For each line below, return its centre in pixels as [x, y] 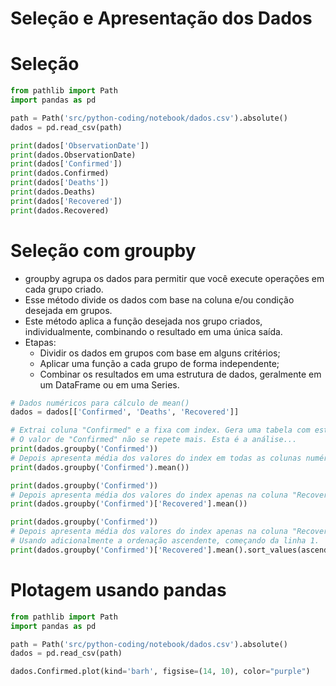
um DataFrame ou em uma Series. [109, 384]
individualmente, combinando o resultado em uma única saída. [153, 331]
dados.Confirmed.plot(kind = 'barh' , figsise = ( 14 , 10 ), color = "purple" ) [160, 672]
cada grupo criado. [64, 289]
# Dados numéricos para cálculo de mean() [100, 403]
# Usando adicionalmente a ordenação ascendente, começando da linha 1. [165, 541]
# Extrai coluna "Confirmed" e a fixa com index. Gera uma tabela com [160, 430]
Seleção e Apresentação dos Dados [161, 18]
